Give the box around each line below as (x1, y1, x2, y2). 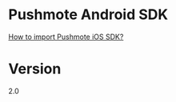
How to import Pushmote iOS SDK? (8, 32, 124, 41)
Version (8, 60, 62, 78)
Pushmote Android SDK (8, 6, 169, 24)
